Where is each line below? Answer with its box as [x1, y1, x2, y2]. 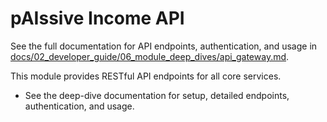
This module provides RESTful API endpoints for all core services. [10, 70, 282, 82]
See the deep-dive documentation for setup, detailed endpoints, [24, 89, 290, 101]
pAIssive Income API [10, 7, 185, 30]
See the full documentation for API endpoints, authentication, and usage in [10, 40, 318, 52]
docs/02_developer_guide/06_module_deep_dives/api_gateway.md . [10, 50, 290, 62]
